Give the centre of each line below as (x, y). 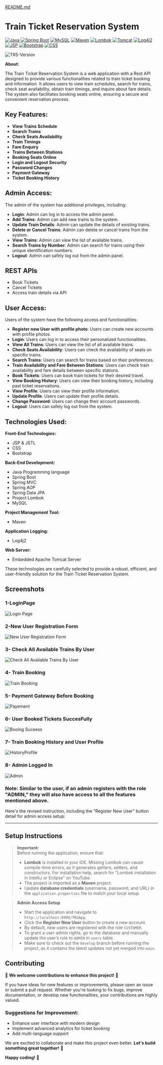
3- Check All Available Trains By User (50, 649)
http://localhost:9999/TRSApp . (55, 917)
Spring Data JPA (28, 493)
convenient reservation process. (37, 99)
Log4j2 (19, 541)
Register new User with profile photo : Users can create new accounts (83, 329)
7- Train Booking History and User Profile (54, 742)
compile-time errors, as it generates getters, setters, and (81, 867)
